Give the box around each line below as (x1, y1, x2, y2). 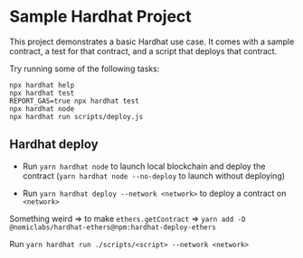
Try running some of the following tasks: (9, 63, 160, 74)
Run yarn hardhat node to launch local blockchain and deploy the (22, 161, 266, 171)
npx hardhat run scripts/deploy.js (9, 112, 144, 121)
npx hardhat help (9, 80, 75, 89)
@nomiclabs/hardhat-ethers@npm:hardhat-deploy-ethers (9, 223, 217, 232)
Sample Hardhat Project (9, 6, 192, 27)
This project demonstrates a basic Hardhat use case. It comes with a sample (9, 36, 295, 47)
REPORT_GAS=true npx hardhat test (9, 97, 140, 106)
